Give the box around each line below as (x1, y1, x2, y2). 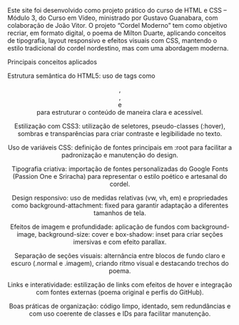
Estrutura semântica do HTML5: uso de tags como (7, 71, 156, 80)
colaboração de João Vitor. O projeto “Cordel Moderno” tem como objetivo (7, 21, 228, 29)
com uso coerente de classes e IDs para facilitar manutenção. (29, 309, 211, 318)
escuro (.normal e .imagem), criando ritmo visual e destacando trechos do (10, 259, 230, 267)
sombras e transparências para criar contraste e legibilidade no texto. (17, 130, 223, 138)
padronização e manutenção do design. (61, 151, 178, 159)
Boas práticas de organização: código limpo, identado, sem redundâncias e (9, 302, 231, 310)
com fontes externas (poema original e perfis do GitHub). (36, 288, 204, 296)
